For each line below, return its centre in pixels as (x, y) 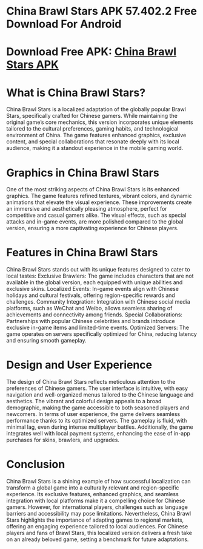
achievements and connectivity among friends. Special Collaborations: (95, 315)
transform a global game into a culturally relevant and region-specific (93, 488)
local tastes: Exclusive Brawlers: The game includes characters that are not (100, 276)
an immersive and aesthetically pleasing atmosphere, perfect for (87, 209)
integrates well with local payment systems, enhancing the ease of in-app (98, 434)
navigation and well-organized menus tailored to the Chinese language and (100, 395)
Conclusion (36, 464)
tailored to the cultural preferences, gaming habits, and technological (92, 129)
